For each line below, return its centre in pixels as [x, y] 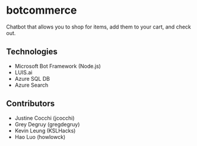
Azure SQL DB [32, 78]
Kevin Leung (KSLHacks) [45, 131]
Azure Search [31, 85]
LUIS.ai [23, 72]
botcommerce [42, 10]
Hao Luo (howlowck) [40, 137]
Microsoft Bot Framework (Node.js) [58, 66]
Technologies [32, 52]
